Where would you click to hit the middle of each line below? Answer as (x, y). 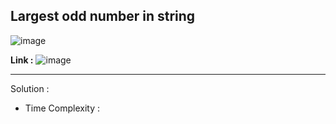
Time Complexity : (62, 108)
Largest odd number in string (103, 16)
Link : (22, 60)
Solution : (30, 88)
